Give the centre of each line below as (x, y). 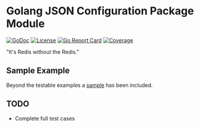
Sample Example (38, 71)
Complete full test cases (45, 118)
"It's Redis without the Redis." (43, 51)
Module (25, 24)
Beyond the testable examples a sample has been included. (80, 85)
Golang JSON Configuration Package (100, 11)
